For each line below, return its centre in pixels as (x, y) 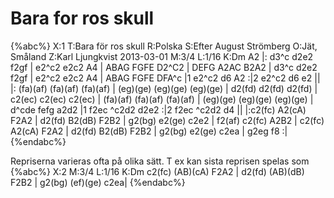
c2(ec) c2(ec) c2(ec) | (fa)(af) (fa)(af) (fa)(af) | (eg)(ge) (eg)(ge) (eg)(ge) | (162, 99)
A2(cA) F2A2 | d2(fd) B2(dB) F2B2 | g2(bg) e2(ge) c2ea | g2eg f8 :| (149, 131)
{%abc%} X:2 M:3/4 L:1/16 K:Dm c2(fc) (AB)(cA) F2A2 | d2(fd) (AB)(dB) (157, 171)
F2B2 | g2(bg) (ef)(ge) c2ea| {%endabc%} (98, 182)
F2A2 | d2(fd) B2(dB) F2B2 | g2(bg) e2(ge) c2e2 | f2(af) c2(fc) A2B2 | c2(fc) (167, 120)
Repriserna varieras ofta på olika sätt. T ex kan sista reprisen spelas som (160, 161)
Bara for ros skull (82, 18)
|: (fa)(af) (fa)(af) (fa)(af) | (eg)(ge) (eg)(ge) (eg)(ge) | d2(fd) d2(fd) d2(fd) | (164, 88)
